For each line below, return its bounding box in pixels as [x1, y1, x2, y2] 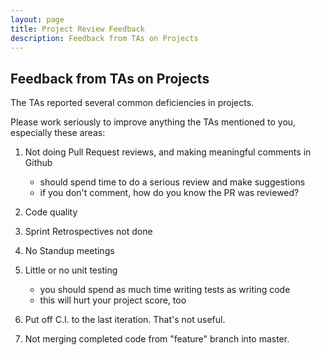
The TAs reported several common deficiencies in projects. [10, 97, 255, 109]
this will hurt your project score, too [39, 294, 187, 306]
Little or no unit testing [24, 264, 118, 276]
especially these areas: [10, 127, 106, 139]
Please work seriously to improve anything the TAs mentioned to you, [10, 116, 297, 128]
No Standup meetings [24, 245, 115, 257]
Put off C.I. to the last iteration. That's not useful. [24, 314, 226, 326]
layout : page [10, 14, 65, 25]
